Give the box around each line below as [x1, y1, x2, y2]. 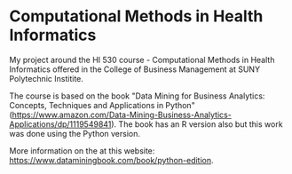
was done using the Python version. [9, 128, 140, 138]
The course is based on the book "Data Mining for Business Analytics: [9, 91, 265, 101]
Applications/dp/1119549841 [9, 118, 112, 130]
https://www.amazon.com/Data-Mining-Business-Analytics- [12, 109, 233, 120]
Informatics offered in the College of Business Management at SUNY [9, 64, 260, 75]
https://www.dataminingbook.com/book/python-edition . [9, 154, 215, 165]
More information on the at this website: [9, 145, 155, 156]
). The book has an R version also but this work [110, 118, 283, 130]
